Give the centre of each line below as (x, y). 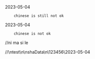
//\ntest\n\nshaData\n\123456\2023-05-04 (48, 52)
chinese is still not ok (39, 16)
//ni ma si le (17, 43)
